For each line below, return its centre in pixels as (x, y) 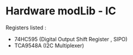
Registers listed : (26, 27)
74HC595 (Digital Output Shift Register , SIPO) (71, 39)
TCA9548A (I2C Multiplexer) (49, 45)
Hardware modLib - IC (61, 11)
